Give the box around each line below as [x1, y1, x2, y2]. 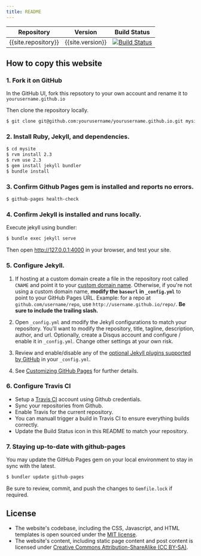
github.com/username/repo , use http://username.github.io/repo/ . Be [14, 300, 185, 307]
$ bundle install [6, 168, 50, 174]
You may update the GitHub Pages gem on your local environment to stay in [6, 456, 193, 463]
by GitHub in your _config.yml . [14, 355, 91, 362]
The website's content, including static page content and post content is [14, 537, 193, 544]
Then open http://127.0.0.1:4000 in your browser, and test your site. [6, 246, 172, 253]
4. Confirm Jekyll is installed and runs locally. [6, 210, 142, 219]
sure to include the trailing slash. [14, 307, 99, 314]
